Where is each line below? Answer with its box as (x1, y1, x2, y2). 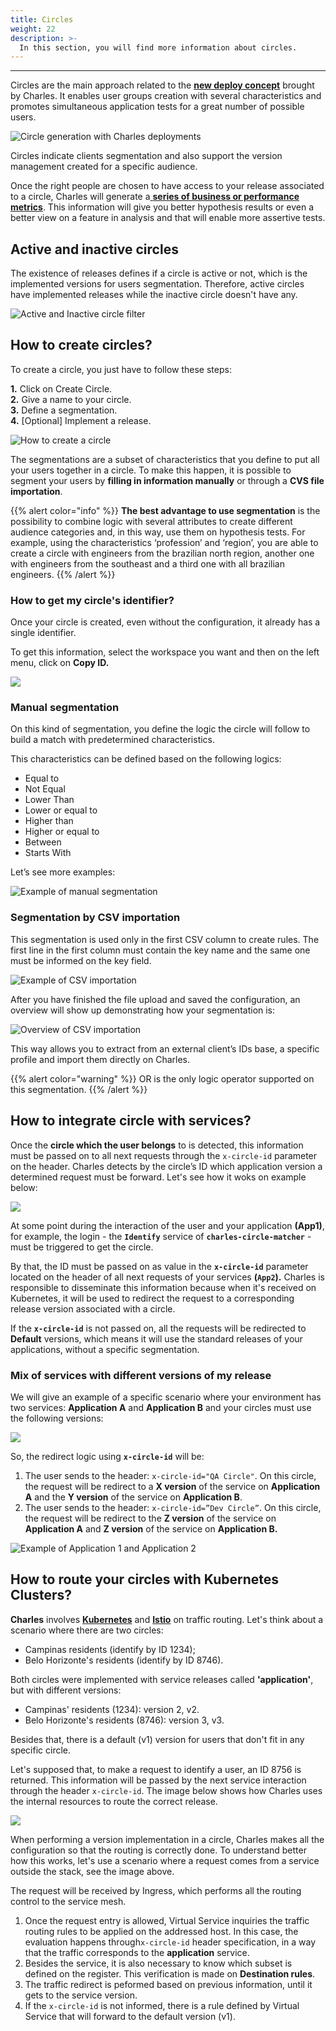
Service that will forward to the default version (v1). (24, 2010, 236, 2022)
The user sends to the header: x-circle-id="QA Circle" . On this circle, (24, 1469, 317, 1481)
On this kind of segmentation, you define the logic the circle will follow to (10, 723, 311, 735)
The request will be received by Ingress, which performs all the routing (10, 1884, 302, 1896)
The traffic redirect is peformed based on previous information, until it (24, 1978, 313, 1990)
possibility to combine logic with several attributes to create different (10, 515, 293, 527)
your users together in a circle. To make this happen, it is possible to (10, 464, 292, 476)
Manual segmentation (10, 701, 120, 715)
